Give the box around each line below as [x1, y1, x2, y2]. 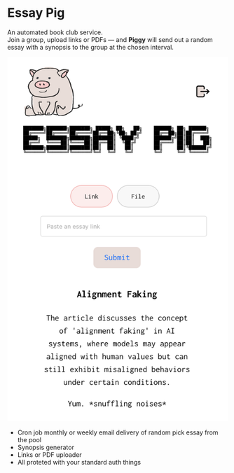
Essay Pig [7, 5, 65, 21]
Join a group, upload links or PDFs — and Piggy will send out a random [7, 35, 214, 43]
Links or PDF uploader [17, 450, 82, 459]
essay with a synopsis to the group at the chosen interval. [7, 43, 174, 51]
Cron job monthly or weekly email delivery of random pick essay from [17, 428, 219, 437]
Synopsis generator [17, 443, 75, 451]
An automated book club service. [7, 28, 103, 36]
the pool [17, 435, 42, 444]
